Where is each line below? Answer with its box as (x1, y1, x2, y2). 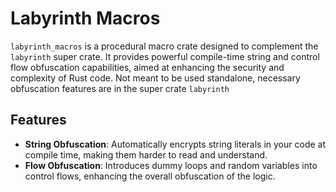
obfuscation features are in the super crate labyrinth (10, 82, 230, 94)
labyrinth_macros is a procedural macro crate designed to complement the (10, 40, 319, 52)
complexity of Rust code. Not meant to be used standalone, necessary (10, 72, 301, 84)
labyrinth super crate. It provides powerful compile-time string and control (10, 50, 320, 62)
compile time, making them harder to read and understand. (24, 148, 268, 161)
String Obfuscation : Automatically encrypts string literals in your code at (24, 138, 327, 150)
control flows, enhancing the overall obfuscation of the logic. (24, 170, 276, 182)
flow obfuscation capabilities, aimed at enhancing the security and (10, 61, 285, 73)
